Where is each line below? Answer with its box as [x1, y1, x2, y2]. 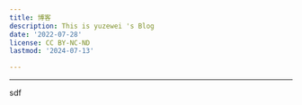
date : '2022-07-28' [9, 30, 83, 39]
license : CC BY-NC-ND [9, 38, 91, 48]
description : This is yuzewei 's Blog [9, 22, 155, 31]
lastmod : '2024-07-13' [9, 47, 94, 56]
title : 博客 [9, 13, 51, 22]
